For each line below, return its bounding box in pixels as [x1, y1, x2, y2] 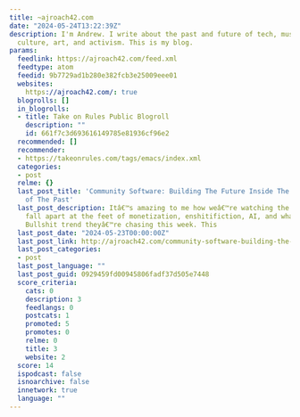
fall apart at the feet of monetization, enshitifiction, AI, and [25, 211, 278, 221]
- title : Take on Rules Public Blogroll [17, 112, 170, 121]
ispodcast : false [17, 369, 82, 379]
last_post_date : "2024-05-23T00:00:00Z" [17, 228, 170, 237]
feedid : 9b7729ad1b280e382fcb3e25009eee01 [17, 71, 178, 80]
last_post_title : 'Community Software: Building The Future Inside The [17, 187, 290, 196]
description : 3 [25, 295, 82, 304]
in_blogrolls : [17, 104, 70, 113]
